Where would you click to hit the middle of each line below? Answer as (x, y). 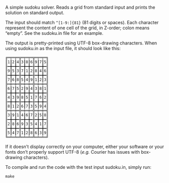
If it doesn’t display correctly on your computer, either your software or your (85, 147)
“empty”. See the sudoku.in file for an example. (54, 33)
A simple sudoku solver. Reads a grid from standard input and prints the (80, 7)
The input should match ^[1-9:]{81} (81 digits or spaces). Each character (82, 22)
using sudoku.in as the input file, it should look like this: (63, 48)
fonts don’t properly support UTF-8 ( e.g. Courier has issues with (73, 152)
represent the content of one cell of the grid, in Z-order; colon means (77, 28)
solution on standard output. (35, 13)
